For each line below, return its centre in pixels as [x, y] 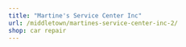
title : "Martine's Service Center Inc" [75, 16]
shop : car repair [37, 30]
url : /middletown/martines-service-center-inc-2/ [93, 23]
